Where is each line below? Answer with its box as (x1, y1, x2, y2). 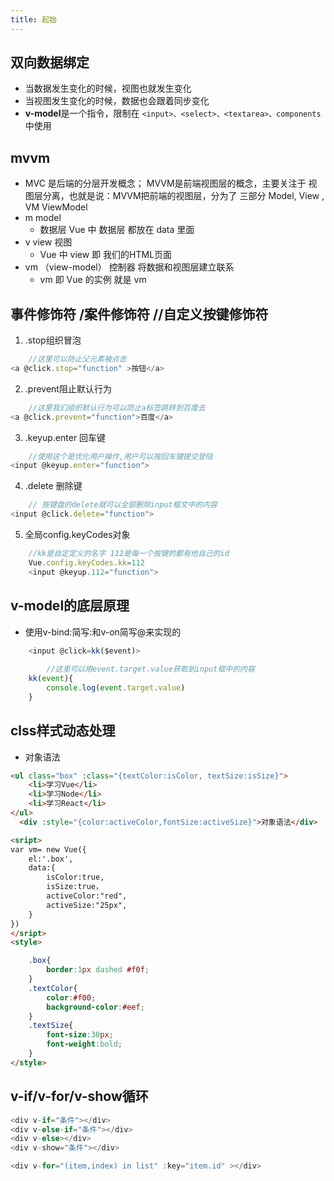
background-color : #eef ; (46, 1002, 145, 1012)
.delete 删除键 (24, 480, 83, 492)
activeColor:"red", (46, 891, 128, 901)
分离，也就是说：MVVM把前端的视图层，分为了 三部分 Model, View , (42, 190, 325, 202)
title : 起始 (10, 14, 57, 25)
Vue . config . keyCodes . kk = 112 (28, 557, 145, 568)
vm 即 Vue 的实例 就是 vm (39, 274, 147, 286)
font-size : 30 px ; (46, 1030, 114, 1040)
